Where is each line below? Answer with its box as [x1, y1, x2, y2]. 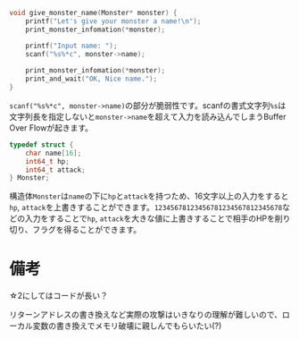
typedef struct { [9, 140, 74, 149]
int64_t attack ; [25, 165, 87, 174]
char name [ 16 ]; [25, 148, 82, 157]
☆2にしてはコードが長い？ [9, 291, 109, 301]
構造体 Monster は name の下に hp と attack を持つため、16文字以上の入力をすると [9, 191, 289, 201]
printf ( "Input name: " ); [25, 41, 118, 50]
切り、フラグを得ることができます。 [9, 225, 142, 235]
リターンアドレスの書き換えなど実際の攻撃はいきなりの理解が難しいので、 [9, 309, 283, 320]
